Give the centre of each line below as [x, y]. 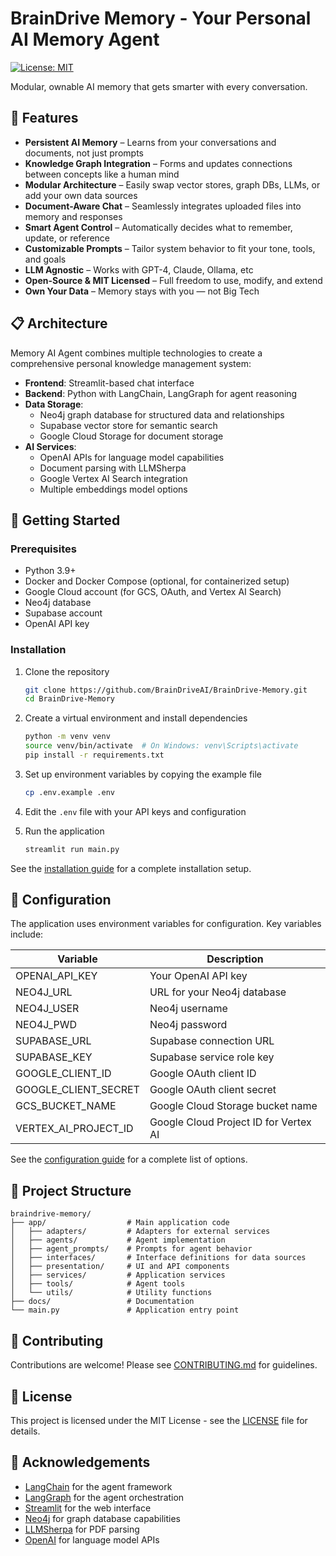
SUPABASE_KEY [54, 1057]
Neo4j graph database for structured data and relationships [162, 414]
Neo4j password [188, 1025]
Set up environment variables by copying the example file [143, 774]
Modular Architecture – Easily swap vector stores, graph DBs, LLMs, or [172, 184]
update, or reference [67, 238]
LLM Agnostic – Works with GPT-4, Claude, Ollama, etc [139, 269]
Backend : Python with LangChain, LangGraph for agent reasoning [161, 393]
